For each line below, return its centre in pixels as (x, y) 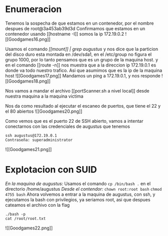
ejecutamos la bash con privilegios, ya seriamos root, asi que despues (78, 199)
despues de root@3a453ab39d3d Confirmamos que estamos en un (75, 28)
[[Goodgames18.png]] (28, 81)
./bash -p (16, 214)
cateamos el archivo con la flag (38, 205)
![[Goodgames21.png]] (29, 149)
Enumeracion (34, 9)
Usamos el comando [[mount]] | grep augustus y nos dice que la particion (82, 49)
